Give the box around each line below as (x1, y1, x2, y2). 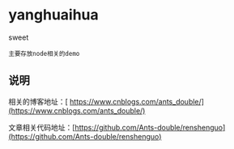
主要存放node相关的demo (8, 49, 80, 57)
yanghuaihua (8, 6, 99, 24)
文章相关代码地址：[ (8, 122, 75, 132)
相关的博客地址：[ (8, 96, 69, 106)
